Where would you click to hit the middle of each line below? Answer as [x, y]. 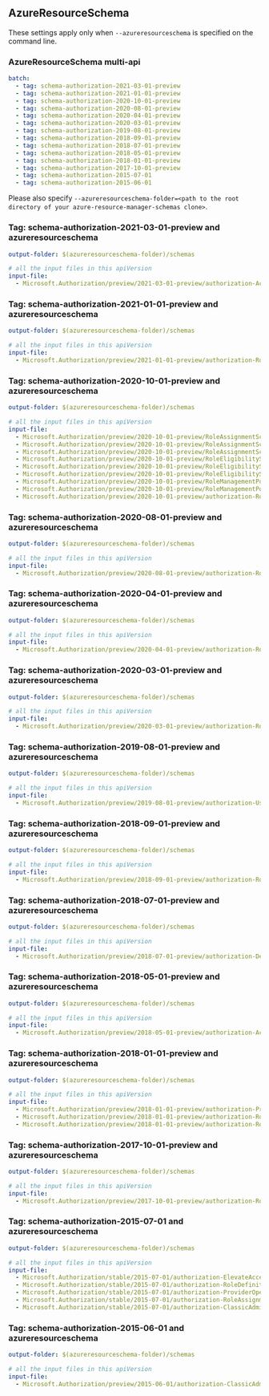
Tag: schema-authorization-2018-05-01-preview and [114, 976]
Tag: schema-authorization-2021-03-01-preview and [114, 228]
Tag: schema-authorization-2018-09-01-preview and [114, 823]
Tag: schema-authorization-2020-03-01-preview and [115, 671]
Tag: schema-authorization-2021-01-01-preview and [113, 304]
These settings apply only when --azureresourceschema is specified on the [131, 32]
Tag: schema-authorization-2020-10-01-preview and [114, 380]
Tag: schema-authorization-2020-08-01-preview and [115, 517]
